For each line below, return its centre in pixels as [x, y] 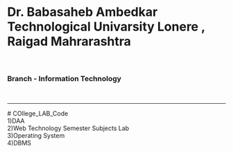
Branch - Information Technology [64, 78]
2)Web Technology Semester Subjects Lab [68, 128]
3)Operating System [36, 136]
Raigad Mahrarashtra [69, 42]
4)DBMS [19, 143]
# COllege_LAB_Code [38, 114]
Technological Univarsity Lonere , [106, 27]
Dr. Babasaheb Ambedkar [83, 12]
